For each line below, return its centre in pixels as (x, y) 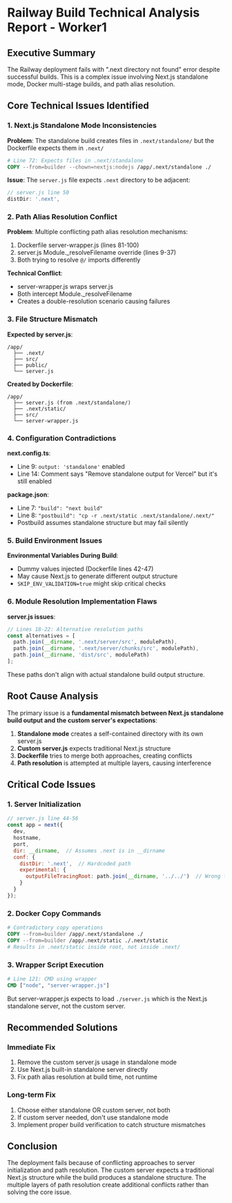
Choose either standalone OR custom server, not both (94, 1110)
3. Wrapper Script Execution (56, 965)
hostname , (27, 838)
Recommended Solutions (62, 1028)
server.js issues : (31, 617)
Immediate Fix (31, 1047)
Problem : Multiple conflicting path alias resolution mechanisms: (98, 232)
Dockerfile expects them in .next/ (56, 148)
